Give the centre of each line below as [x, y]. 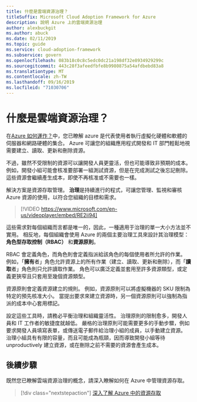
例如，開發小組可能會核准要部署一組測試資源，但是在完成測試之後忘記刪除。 [98, 170]
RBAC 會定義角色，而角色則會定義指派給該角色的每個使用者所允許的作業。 [96, 254]
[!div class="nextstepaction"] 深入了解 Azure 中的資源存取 [91, 393]
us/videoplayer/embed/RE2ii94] [59, 215]
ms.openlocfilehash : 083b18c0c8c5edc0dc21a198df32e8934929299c [85, 60]
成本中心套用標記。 [39, 303]
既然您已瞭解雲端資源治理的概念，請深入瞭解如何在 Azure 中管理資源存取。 [97, 380]
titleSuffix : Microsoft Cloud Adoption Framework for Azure [81, 17]
